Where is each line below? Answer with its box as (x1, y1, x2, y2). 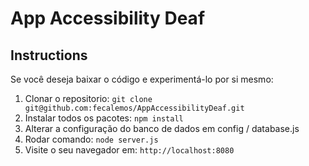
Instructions (10, 47, 88, 64)
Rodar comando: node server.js (24, 133, 159, 145)
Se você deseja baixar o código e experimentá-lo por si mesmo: (10, 73, 274, 85)
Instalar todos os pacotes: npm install (24, 112, 184, 124)
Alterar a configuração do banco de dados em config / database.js (24, 123, 300, 134)
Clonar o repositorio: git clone (24, 93, 153, 104)
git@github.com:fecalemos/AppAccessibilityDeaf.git (24, 103, 245, 113)
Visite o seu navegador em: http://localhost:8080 (24, 144, 235, 156)
